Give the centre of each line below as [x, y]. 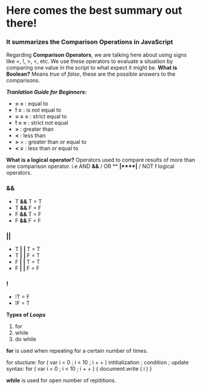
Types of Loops [26, 315]
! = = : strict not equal [41, 123]
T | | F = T [27, 256]
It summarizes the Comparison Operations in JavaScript [90, 42]
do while [25, 339]
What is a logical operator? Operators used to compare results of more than [101, 160]
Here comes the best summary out [94, 10]
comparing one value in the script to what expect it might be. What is [92, 68]
